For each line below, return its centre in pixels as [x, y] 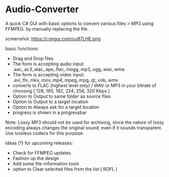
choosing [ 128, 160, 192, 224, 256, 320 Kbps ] [61, 91]
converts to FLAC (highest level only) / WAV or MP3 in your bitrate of [84, 85]
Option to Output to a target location [50, 101]
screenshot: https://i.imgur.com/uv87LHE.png [53, 39]
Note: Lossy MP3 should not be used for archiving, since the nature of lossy [85, 122]
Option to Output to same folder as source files [62, 96]
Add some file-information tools [46, 163]
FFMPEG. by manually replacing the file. [47, 28]
